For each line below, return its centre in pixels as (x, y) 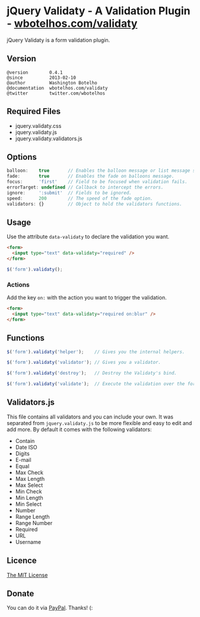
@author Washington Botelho (52, 83)
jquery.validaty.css (38, 125)
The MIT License (27, 575)
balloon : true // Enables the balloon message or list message (99, 171)
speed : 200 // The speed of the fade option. (80, 198)
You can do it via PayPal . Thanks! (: (50, 608)
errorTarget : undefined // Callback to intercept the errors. (85, 187)
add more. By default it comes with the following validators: (79, 429)
